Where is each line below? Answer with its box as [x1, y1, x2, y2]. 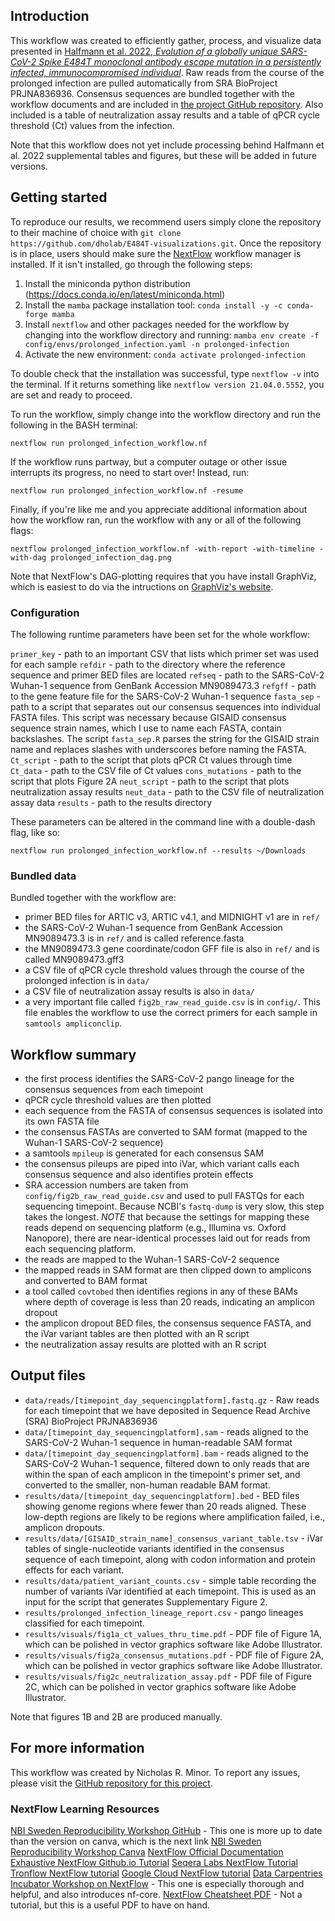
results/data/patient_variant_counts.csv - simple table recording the [24, 1574, 317, 1586]
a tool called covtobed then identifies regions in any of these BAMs [24, 1285, 298, 1298]
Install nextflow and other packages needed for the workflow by [24, 318, 290, 330]
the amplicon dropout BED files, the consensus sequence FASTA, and [24, 1317, 312, 1329]
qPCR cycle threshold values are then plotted [24, 1094, 212, 1106]
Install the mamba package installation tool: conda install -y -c [24, 299, 283, 311]
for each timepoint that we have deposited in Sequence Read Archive [24, 1404, 311, 1416]
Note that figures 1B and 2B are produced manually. [10, 1710, 223, 1723]
